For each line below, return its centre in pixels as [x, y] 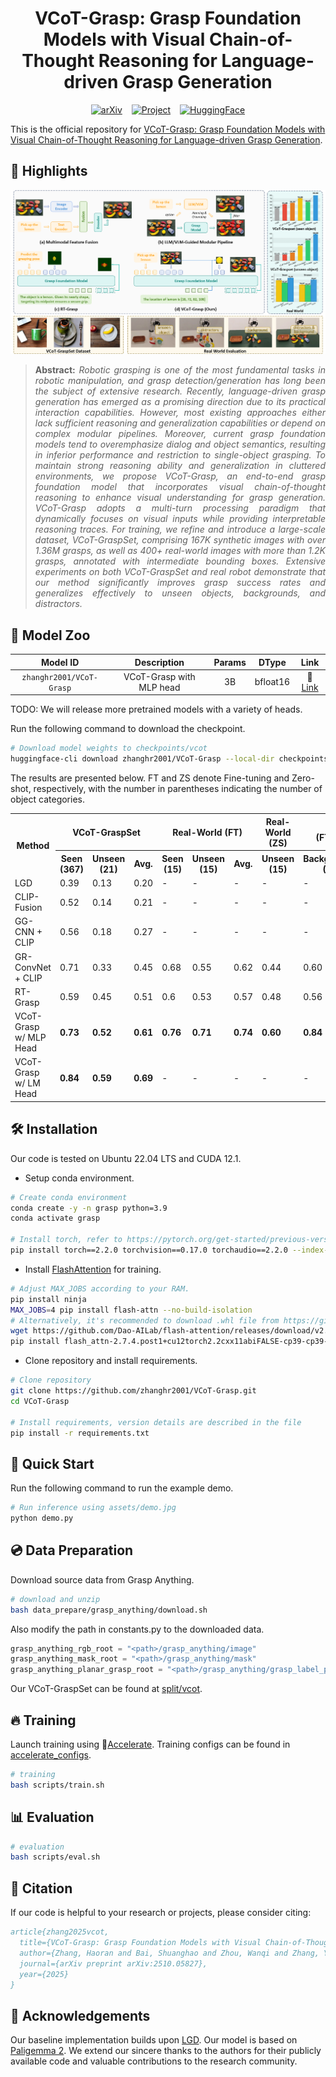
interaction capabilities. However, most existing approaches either [180, 413]
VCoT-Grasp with [159, 676]
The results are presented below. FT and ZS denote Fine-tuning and [150, 778]
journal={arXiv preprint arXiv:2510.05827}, [113, 1963]
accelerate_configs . [51, 1755]
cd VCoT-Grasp [40, 1401]
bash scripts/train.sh [57, 1785]
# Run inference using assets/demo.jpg [93, 1508]
